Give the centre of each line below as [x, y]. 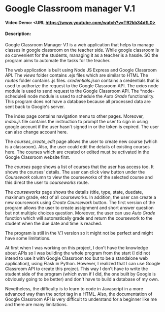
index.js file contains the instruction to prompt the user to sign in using [77, 121]
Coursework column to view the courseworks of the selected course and [79, 177]
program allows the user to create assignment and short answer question [79, 208]
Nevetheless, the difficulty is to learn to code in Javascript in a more [74, 288]
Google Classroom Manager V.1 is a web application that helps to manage [80, 44]
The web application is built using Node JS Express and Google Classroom [81, 70]
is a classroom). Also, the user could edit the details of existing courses [78, 146]
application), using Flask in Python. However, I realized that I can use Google [83, 263]
